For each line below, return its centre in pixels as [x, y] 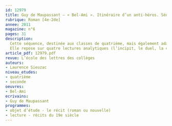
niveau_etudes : [21, 73]
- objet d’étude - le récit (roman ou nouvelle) [58, 111]
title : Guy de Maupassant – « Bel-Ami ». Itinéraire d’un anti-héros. [82, 15]
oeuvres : [15, 86]
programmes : [18, 106]
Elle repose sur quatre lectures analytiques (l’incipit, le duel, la [87, 48]
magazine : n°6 [20, 29]
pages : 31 [16, 34]
